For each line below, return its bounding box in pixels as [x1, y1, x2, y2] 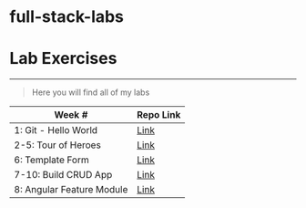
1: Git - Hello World [14, 124, 98, 137]
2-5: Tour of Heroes [14, 139, 102, 151]
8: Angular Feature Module [14, 183, 128, 196]
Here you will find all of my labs [31, 87, 150, 98]
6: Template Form [14, 153, 89, 166]
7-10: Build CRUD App [14, 169, 113, 182]
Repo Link [136, 109, 181, 121]
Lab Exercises [9, 48, 117, 69]
